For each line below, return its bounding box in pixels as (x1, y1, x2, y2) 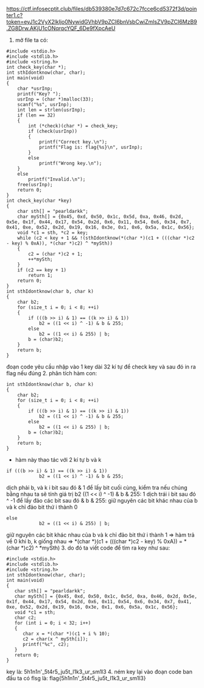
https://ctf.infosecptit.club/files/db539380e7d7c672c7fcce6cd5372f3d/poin (6, 5, 197, 12)
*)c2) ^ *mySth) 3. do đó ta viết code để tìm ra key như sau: (21, 544, 171, 551)
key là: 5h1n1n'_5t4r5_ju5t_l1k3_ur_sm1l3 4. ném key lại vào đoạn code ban (6, 668, 193, 675)
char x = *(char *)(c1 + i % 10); (22, 631, 111, 637)
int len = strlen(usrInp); (17, 107, 86, 113)
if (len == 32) (17, 112, 56, 118)
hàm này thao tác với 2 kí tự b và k (15, 456, 102, 463)
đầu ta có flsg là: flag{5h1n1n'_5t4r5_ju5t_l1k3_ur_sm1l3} (6, 675, 146, 682)
